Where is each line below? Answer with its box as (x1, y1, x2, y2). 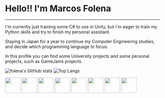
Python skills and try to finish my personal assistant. (5, 29, 110, 35)
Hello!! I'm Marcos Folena (5, 3, 111, 14)
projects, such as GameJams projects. (5, 58, 83, 64)
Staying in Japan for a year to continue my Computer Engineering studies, (5, 38, 155, 44)
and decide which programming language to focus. (5, 44, 109, 49)
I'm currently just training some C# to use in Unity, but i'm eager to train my (5, 24, 158, 29)
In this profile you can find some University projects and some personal (5, 53, 150, 59)
